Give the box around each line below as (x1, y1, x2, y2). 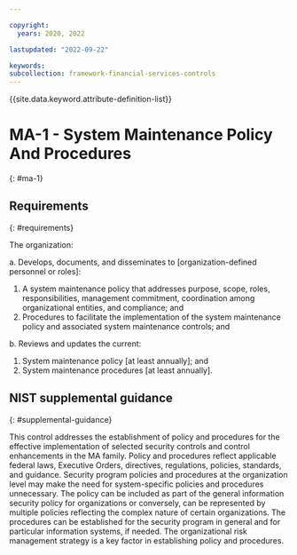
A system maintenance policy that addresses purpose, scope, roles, (21, 283, 270, 294)
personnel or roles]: (9, 266, 82, 276)
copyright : (9, 20, 50, 29)
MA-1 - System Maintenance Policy (9, 125, 273, 145)
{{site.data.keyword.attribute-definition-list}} (9, 94, 173, 105)
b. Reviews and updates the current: (9, 338, 142, 349)
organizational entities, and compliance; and (21, 302, 184, 313)
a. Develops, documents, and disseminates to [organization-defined (9, 257, 257, 267)
